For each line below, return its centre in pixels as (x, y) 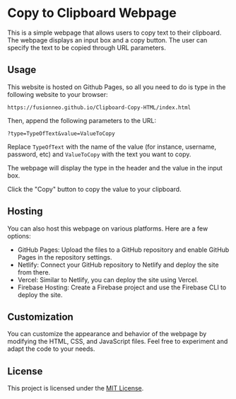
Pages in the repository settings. (65, 257)
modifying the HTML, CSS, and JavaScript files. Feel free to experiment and (118, 342)
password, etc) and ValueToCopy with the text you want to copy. (99, 154)
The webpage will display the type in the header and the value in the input (115, 168)
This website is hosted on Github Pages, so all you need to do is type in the (117, 87)
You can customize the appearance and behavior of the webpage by (107, 334)
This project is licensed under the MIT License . (76, 388)
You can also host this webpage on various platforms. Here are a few (108, 229)
